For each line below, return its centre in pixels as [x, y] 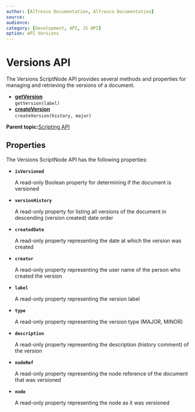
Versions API [38, 63]
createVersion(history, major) [53, 116]
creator [24, 259]
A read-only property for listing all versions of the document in [90, 211]
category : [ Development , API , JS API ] [54, 28]
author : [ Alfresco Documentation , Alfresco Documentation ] [80, 11]
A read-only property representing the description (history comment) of [102, 344]
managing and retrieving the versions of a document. [70, 85]
